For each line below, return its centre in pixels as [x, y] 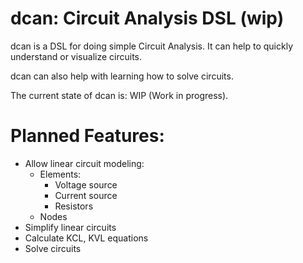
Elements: [60, 174]
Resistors [74, 206]
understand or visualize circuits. [76, 56]
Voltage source [86, 184]
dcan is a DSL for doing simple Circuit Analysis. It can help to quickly [152, 46]
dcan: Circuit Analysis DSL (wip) [147, 18]
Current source [86, 195]
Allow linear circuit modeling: [84, 163]
